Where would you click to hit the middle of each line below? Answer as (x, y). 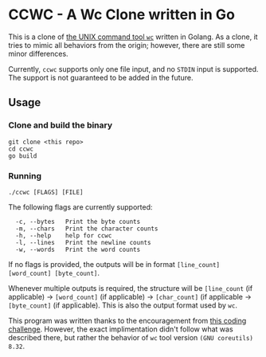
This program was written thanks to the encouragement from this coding (127, 320)
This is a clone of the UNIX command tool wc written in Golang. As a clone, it (133, 37)
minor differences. (39, 53)
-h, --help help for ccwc (64, 235)
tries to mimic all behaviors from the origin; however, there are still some (127, 45)
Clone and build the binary (61, 125)
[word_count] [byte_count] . (54, 273)
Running (25, 175)
